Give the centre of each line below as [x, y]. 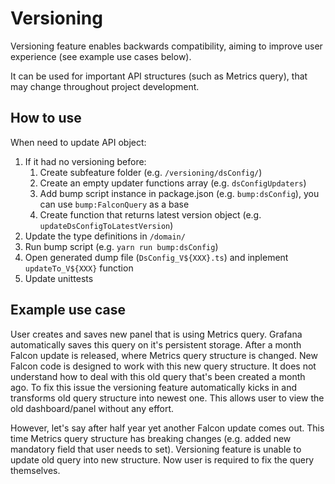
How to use [46, 118]
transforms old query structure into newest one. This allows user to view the [167, 398]
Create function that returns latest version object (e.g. [150, 214]
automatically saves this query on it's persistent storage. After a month [156, 344]
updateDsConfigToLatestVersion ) [106, 225]
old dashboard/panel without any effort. [92, 408]
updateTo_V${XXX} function [79, 268]
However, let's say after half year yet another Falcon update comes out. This [167, 428]
